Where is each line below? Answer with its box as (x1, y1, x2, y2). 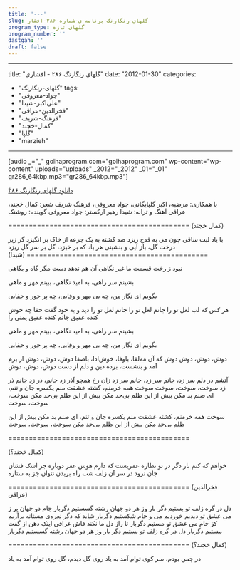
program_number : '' (8, 30, 66, 38)
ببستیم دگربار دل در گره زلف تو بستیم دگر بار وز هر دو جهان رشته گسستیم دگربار (8, 527, 223, 535)
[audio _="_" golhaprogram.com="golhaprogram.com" (8, 157, 168, 165)
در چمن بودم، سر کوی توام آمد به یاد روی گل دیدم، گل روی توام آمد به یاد (8, 554, 202, 563)
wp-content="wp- (168, 157, 222, 165)
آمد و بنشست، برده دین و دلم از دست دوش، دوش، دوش (8, 362, 157, 370)
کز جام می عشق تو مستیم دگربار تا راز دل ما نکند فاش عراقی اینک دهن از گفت (8, 519, 218, 527)
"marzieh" (18, 137, 48, 145)
